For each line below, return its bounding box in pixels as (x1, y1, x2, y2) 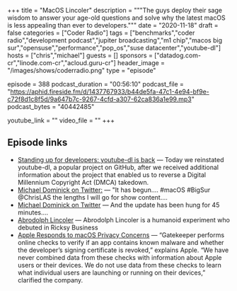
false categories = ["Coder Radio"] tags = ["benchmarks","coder (7, 28, 195, 37)
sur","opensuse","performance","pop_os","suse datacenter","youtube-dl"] (7, 44, 221, 52)
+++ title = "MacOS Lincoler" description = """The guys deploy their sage (7, 6, 223, 14)
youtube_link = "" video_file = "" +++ (7, 116, 115, 125)
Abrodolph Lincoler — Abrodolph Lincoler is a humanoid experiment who (17, 215, 230, 224)
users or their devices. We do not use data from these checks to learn (17, 261, 221, 269)
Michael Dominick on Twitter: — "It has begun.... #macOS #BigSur (17, 186, 211, 194)
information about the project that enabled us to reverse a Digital (17, 170, 207, 179)
